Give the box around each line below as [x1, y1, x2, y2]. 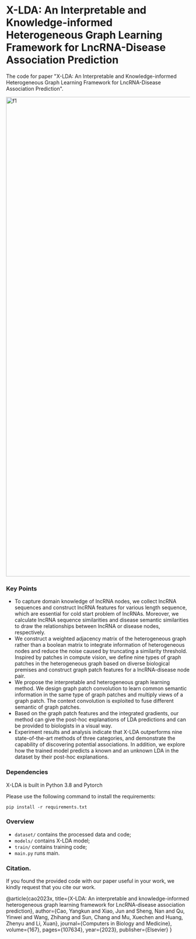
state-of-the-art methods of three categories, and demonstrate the [14, 735, 176, 742]
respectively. [14, 629, 45, 636]
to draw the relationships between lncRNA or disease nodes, [14, 623, 160, 630]
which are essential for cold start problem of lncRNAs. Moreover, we [14, 610, 179, 617]
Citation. [6, 864, 32, 872]
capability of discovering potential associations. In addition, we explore [14, 741, 185, 748]
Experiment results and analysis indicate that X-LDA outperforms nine [14, 729, 183, 736]
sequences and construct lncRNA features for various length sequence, [14, 604, 187, 611]
